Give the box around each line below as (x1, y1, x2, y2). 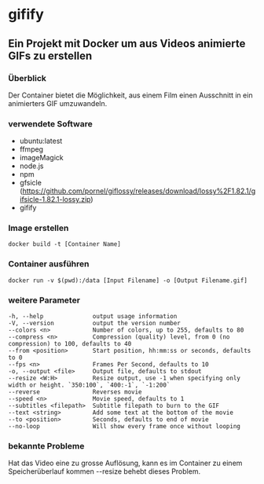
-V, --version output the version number (8, 320, 181, 328)
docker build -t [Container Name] (8, 240, 122, 248)
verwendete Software (8, 118, 93, 129)
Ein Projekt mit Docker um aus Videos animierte (8, 37, 246, 50)
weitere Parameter (8, 295, 81, 306)
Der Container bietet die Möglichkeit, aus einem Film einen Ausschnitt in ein (8, 90, 253, 100)
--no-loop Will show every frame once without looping (8, 423, 241, 431)
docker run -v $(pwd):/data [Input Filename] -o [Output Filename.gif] (8, 277, 247, 284)
